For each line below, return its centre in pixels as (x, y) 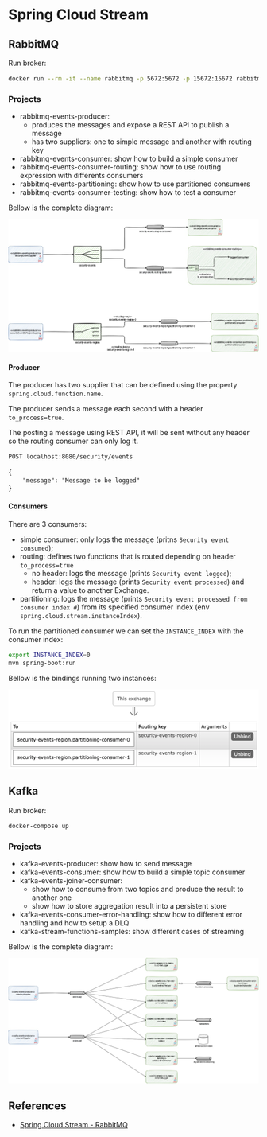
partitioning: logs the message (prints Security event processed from (133, 598)
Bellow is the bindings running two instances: (82, 679)
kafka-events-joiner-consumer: (71, 880)
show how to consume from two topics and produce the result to (137, 889)
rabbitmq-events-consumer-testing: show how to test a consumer (128, 193)
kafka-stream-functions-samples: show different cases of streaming (132, 931)
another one (52, 898)
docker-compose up (39, 826)
